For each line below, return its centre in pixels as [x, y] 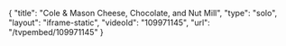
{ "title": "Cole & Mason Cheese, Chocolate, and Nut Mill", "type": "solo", [143, 13]
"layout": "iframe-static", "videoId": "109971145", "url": [110, 23]
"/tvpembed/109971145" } [56, 32]
